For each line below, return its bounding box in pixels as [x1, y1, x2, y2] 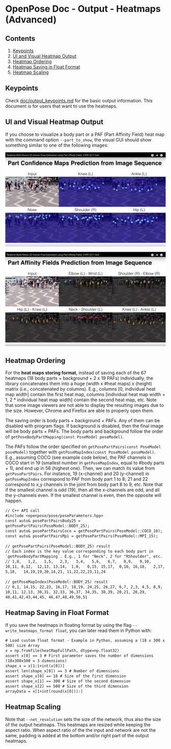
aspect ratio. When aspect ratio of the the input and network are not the [5, 727, 156, 733]
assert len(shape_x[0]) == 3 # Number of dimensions [5, 668, 120, 674]
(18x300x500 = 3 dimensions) [5, 658, 67, 663]
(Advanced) [5, 14, 57, 25]
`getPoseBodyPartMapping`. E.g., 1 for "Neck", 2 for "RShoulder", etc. [5, 554, 163, 559]
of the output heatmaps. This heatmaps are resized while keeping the [5, 722, 151, 728]
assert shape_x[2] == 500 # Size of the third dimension [5, 683, 129, 689]
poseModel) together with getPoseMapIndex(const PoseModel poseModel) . [5, 449, 156, 455]
